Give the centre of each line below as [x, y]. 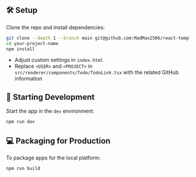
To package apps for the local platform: [53, 158]
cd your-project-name [32, 43]
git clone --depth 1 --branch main [49, 38]
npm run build [23, 168]
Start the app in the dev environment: [50, 111]
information [28, 79]
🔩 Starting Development [50, 97]
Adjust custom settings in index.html [59, 60]
